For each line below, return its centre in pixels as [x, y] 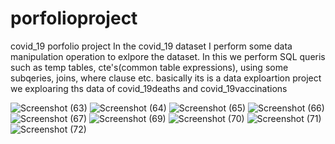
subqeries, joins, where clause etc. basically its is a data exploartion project [166, 78]
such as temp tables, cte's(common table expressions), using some [149, 67]
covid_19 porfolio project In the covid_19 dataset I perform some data [151, 46]
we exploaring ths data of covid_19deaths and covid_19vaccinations [149, 88]
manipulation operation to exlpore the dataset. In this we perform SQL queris [168, 56]
